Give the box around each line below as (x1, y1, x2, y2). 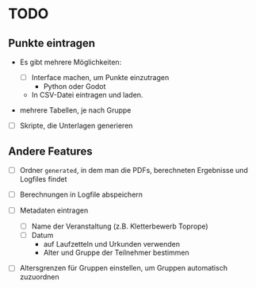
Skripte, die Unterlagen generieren (19, 121, 133, 131)
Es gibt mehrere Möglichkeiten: (19, 57, 122, 67)
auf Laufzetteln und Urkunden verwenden (43, 240, 181, 249)
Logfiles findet (19, 175, 67, 183)
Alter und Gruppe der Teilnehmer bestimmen (43, 248, 189, 258)
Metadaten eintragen (19, 205, 89, 215)
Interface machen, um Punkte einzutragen (31, 73, 170, 82)
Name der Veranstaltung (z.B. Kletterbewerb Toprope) (31, 221, 208, 231)
